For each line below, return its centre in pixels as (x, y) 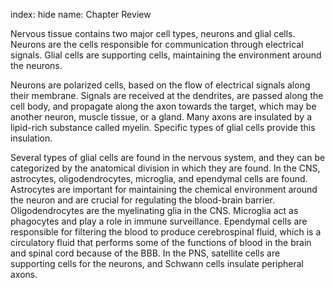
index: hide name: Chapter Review (81, 14)
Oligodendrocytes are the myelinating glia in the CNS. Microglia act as (154, 210)
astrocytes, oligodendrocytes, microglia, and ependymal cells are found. (159, 178)
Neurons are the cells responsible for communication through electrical (157, 44)
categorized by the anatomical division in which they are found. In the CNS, (165, 168)
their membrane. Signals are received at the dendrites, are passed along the (167, 95)
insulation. (31, 138)
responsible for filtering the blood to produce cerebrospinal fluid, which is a (166, 232)
